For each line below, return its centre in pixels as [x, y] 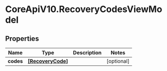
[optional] [118, 61]
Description [87, 53]
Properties [22, 39]
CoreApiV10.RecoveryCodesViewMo [84, 9]
